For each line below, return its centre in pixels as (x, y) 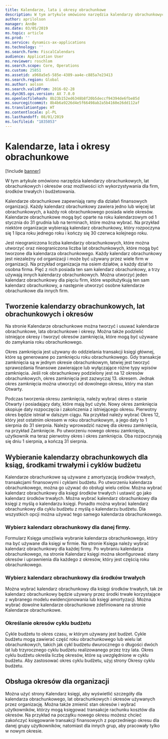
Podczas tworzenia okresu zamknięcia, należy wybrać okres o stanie (76, 399)
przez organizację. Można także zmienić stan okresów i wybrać (70, 704)
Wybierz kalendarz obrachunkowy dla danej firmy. (68, 528)
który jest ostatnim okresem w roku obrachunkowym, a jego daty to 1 (76, 420)
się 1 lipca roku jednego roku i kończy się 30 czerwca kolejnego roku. (77, 233)
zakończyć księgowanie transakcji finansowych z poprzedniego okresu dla (82, 720)
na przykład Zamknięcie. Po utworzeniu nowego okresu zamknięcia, (75, 431)
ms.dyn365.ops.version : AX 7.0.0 (40, 94)
